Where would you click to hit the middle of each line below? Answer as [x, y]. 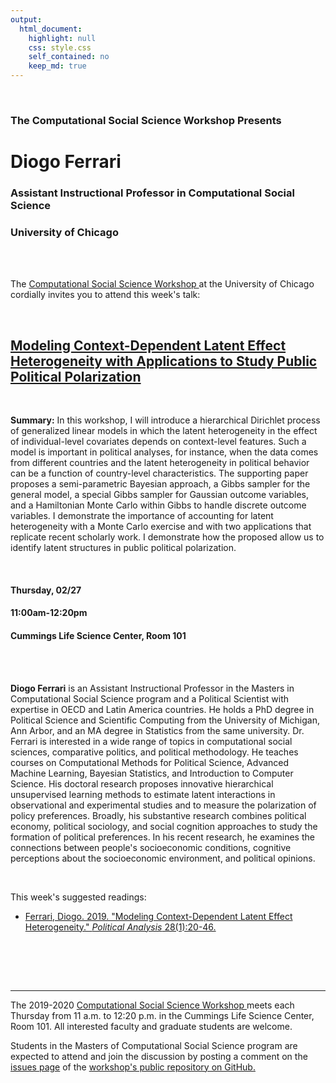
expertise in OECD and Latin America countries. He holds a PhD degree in [162, 709]
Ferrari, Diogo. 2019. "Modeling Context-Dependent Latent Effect [158, 916]
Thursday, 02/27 [46, 590]
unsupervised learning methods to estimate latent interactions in [143, 794]
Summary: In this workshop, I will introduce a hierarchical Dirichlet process [165, 420]
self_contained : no [69, 57]
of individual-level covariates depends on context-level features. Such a [158, 442]
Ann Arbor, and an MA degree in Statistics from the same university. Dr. [157, 730]
